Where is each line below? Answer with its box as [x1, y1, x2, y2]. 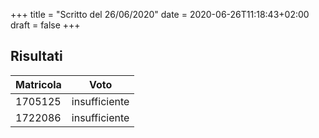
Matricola [15, 77, 62, 91]
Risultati [10, 48, 63, 65]
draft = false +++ [10, 19, 81, 31]
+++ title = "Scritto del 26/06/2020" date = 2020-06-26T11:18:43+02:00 [10, 9, 310, 20]
